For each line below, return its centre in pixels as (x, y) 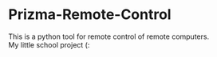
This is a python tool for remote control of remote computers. (109, 36)
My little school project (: (49, 44)
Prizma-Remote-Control (90, 15)
